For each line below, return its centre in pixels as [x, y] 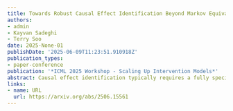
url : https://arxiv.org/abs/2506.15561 [71, 97]
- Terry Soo [24, 39]
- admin [18, 26]
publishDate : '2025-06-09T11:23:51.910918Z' [72, 52]
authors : [20, 20]
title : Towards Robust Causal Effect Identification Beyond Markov [107, 13]
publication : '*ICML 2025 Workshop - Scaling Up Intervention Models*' [113, 71]
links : [17, 84]
